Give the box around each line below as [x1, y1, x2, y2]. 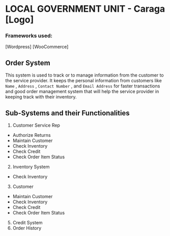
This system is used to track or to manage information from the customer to [5, 72, 164, 78]
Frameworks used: [5, 32, 52, 39]
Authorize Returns [12, 132, 51, 138]
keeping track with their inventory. [5, 94, 77, 100]
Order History [12, 225, 42, 231]
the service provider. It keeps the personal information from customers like [5, 78, 162, 84]
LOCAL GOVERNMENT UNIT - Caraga [5, 3, 165, 15]
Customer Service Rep [12, 122, 60, 128]
